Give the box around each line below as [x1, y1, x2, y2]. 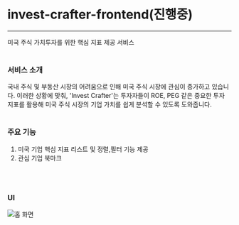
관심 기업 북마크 [17, 153, 62, 162]
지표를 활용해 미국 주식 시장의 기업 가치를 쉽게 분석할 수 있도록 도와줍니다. [7, 100, 212, 109]
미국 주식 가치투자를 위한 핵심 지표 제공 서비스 [7, 38, 135, 46]
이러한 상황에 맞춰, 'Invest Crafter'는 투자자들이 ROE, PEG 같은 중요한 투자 [16, 92, 225, 100]
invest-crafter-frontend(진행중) [7, 6, 193, 23]
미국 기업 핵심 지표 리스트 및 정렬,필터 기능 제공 [17, 145, 149, 153]
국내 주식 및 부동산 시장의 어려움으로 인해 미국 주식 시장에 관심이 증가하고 [7, 82, 211, 91]
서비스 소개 [7, 65, 43, 75]
